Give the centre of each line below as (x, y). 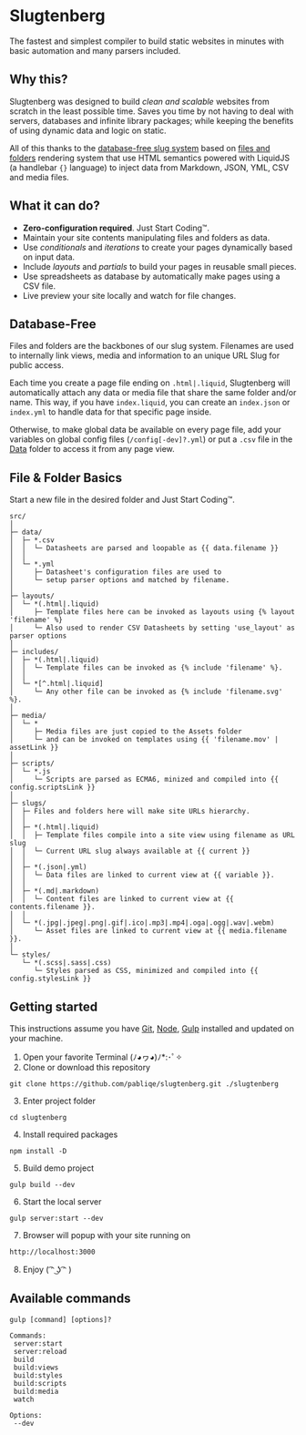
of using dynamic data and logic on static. (88, 130)
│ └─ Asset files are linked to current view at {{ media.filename (148, 931)
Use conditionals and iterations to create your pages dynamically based (158, 247)
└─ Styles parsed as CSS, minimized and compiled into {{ (146, 971)
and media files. (40, 177)
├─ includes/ (34, 652)
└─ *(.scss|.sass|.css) (66, 963)
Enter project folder (59, 1101)
